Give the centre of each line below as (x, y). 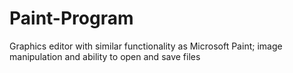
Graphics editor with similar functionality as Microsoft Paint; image (146, 46)
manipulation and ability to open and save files (105, 56)
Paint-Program (71, 18)
